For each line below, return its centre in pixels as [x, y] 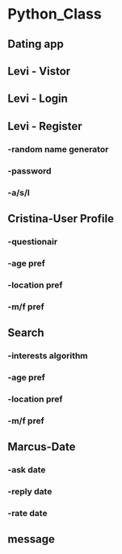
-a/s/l [19, 192]
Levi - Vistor [39, 71]
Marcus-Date [42, 447]
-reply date [30, 491]
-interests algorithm [48, 355]
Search [26, 332]
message [32, 539]
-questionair [33, 241]
